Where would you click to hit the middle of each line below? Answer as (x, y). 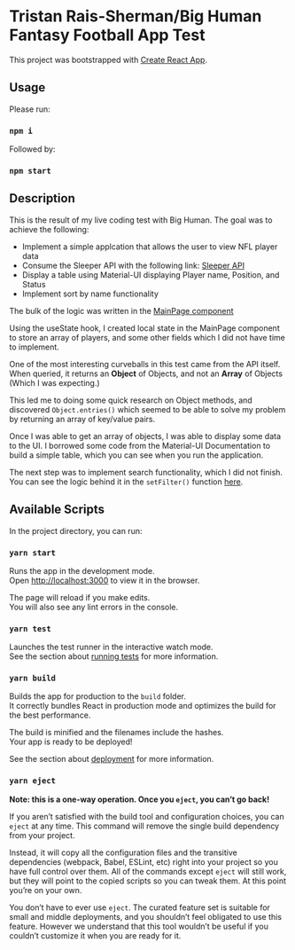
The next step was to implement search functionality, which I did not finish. (146, 472)
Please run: (30, 109)
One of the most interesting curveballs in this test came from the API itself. (145, 364)
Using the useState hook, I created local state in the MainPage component (145, 328)
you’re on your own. (46, 890)
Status (34, 284)
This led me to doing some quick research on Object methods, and (131, 400)
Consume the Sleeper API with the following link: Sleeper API (133, 265)
